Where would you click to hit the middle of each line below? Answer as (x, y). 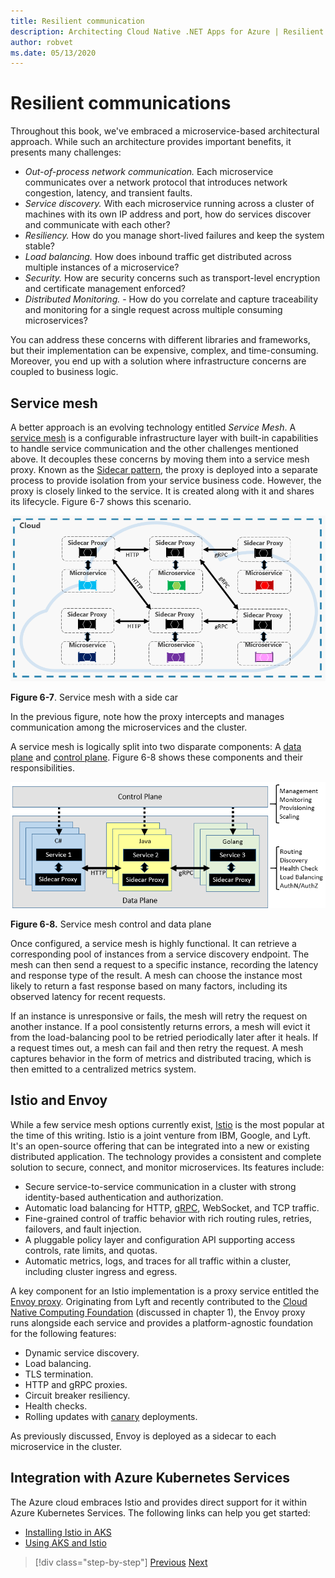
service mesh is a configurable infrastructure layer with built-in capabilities (164, 438)
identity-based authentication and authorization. (124, 1197)
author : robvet (42, 42)
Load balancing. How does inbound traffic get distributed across (158, 257)
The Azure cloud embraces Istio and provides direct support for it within (159, 1502)
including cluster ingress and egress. (101, 1271)
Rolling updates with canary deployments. (111, 1416)
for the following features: (63, 1333)
